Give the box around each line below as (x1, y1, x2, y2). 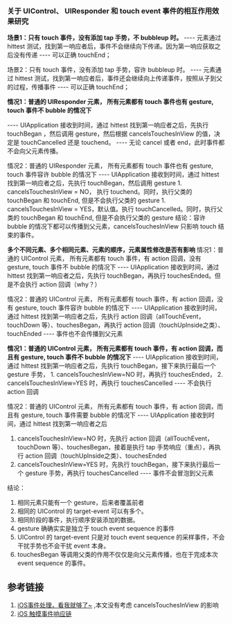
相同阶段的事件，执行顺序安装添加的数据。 (17, 516, 139, 524)
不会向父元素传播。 (7, 147, 62, 155)
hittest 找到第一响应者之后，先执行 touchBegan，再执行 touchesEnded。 (7, 271, 215, 280)
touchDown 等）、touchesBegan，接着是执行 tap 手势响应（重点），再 (17, 443, 215, 452)
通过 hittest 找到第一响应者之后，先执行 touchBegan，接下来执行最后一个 (7, 362, 217, 370)
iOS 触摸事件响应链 (17, 609, 72, 618)
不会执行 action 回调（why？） (12, 280, 101, 289)
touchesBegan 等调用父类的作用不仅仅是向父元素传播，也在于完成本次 (17, 551, 218, 559)
